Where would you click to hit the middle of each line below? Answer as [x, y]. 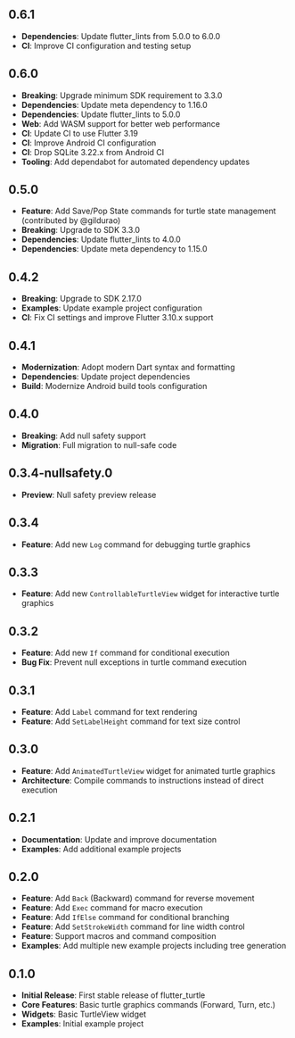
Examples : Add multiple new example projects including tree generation [154, 946]
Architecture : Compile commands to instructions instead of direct [143, 780]
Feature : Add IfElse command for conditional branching [125, 918]
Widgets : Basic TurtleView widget [84, 1014]
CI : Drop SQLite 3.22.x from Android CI [93, 152]
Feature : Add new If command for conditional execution [125, 653]
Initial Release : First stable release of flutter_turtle [113, 995]
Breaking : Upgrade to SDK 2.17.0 [81, 299]
